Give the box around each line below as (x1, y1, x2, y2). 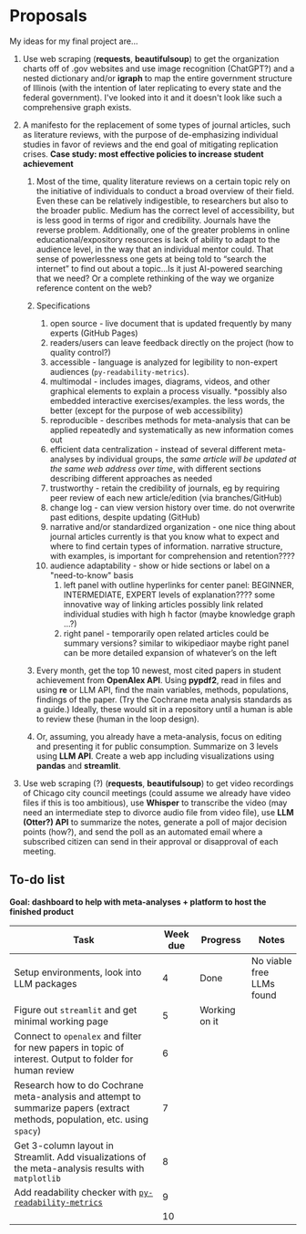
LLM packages (14, 977, 77, 990)
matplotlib (14, 1173, 61, 1184)
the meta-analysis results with (14, 1162, 145, 1175)
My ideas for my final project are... (9, 36, 138, 47)
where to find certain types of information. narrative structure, (49, 540, 283, 552)
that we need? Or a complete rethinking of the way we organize (36, 273, 275, 284)
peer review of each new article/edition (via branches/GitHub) (49, 492, 282, 503)
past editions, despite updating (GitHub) (49, 512, 200, 523)
